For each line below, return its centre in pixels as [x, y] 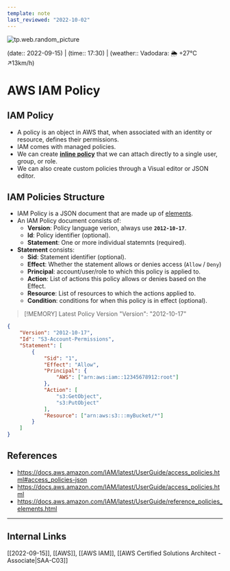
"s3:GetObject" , [79, 396]
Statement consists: [46, 250]
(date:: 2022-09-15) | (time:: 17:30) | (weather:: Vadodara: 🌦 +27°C [102, 53]
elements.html [37, 508]
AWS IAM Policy [54, 90]
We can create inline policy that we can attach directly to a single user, [117, 154]
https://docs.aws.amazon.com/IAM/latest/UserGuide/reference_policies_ [120, 501]
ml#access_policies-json [52, 479]
